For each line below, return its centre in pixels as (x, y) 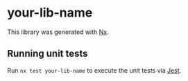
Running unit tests (48, 54)
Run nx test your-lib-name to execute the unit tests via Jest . (94, 70)
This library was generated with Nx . (58, 32)
